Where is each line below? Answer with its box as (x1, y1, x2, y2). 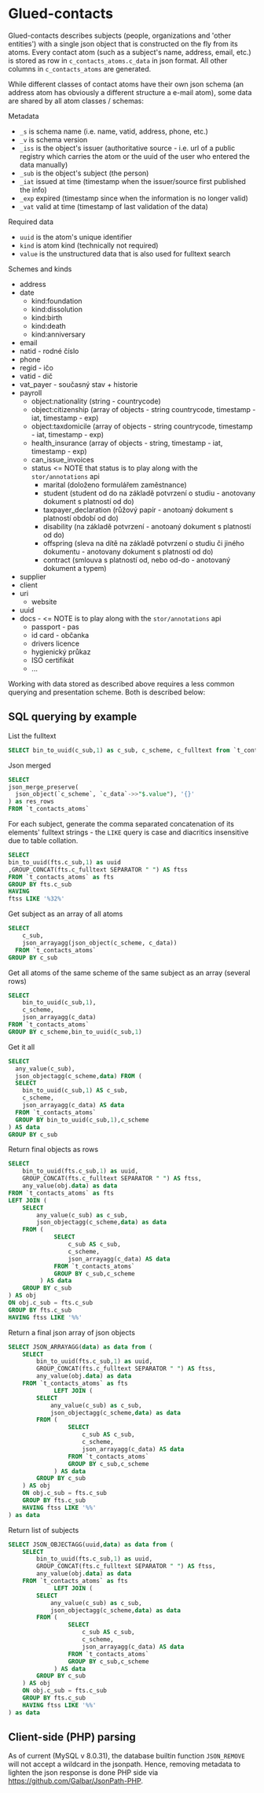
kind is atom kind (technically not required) (19, 241, 159, 250)
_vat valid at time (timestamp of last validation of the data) (19, 201, 208, 211)
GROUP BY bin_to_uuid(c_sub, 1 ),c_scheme (15, 1116, 149, 1124)
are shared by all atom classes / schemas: (8, 96, 144, 105)
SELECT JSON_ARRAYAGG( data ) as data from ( (8, 1342, 153, 1351)
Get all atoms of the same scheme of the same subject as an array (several (8, 968, 251, 977)
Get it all (8, 1042, 35, 1051)
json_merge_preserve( (8, 783, 79, 791)
